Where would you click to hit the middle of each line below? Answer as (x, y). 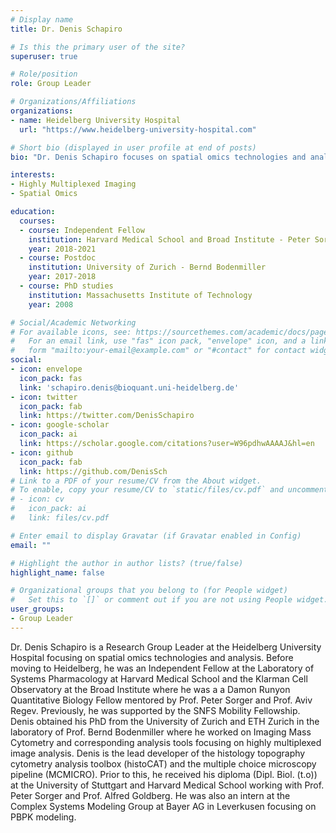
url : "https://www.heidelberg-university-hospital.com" (138, 129)
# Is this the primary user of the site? (98, 47)
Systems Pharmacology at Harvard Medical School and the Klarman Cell (159, 678)
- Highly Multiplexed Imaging (73, 184)
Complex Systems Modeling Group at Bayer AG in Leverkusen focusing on (163, 806)
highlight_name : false (57, 572)
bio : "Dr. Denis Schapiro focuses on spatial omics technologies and (158, 157)
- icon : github (42, 452)
